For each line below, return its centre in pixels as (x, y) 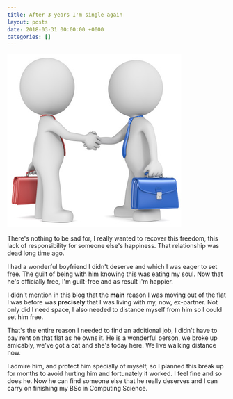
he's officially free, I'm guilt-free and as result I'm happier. (90, 282)
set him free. (25, 317)
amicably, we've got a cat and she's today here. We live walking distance (112, 345)
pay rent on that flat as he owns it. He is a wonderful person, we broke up (112, 338)
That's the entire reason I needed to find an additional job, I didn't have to (112, 331)
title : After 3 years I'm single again (65, 15)
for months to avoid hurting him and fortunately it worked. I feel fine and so (115, 374)
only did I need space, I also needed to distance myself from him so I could (115, 310)
